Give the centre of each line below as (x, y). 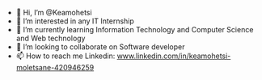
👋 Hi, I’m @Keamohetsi (54, 13)
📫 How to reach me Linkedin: (65, 56)
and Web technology (51, 38)
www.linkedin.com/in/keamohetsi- (174, 56)
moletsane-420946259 (55, 67)
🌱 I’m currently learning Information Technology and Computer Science (135, 29)
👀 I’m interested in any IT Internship (75, 21)
